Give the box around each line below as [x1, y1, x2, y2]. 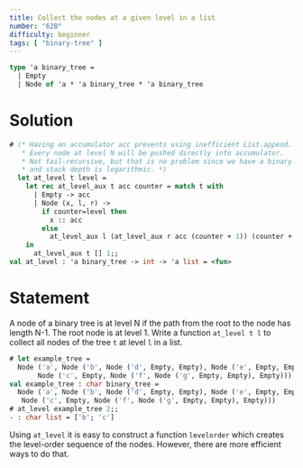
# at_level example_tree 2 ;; [9, 405, 119, 414]
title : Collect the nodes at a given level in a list [9, 13, 216, 23]
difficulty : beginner [9, 30, 91, 39]
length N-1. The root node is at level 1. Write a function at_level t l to [9, 326, 271, 338]
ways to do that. [9, 448, 69, 459]
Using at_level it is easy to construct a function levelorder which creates [9, 429, 284, 440]
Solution [9, 110, 74, 131]
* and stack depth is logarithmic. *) [21, 165, 168, 174]
